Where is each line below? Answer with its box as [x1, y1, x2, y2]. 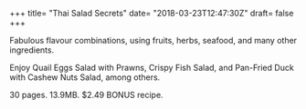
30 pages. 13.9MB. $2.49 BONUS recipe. [9, 90, 164, 100]
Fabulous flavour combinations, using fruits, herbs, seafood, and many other [9, 35, 298, 45]
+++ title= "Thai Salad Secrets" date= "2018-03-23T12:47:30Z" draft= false [9, 8, 294, 18]
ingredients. [9, 45, 55, 55]
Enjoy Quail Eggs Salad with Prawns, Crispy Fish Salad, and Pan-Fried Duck [9, 63, 294, 73]
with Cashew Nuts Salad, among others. [9, 72, 161, 83]
